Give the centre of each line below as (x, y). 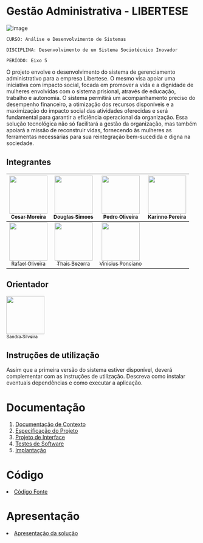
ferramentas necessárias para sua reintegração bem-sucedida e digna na (98, 137)
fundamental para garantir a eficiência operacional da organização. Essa (97, 117)
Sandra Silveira (22, 336)
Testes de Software (40, 444)
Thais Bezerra (73, 264)
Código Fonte (31, 492)
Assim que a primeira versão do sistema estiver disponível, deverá (89, 370)
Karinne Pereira (167, 217)
